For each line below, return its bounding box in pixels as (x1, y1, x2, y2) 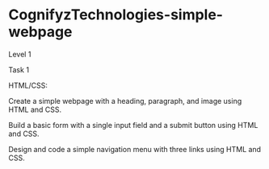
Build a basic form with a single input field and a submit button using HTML (8, 120, 258, 130)
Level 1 (8, 49, 32, 59)
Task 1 (8, 64, 30, 74)
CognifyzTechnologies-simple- (8, 6, 224, 24)
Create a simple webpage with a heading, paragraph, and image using (8, 96, 242, 105)
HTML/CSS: (8, 80, 48, 90)
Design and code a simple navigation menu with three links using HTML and (8, 144, 261, 154)
